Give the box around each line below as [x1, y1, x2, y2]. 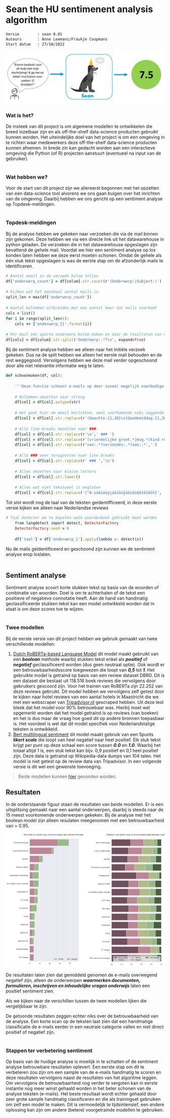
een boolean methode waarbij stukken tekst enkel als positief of [13, 656, 148, 662]
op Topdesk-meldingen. [6, 201, 55, 207]
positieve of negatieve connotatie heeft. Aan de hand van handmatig [6, 595, 148, 601]
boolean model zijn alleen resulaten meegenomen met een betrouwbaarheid [6, 818, 164, 824]
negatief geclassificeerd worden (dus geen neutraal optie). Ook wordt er [13, 661, 165, 667]
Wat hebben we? [6, 173, 48, 181]
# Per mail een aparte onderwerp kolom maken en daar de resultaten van [6, 332, 162, 337]
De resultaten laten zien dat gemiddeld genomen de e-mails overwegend [6, 972, 157, 978]
